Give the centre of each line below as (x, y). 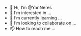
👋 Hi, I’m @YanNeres (31, 8)
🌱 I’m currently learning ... (36, 18)
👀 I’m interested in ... (30, 13)
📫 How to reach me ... (32, 28)
